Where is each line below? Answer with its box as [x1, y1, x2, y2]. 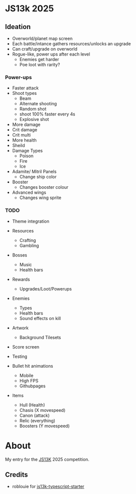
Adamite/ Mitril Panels [12, 169, 57, 174]
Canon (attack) [19, 412, 50, 418]
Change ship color [19, 174, 57, 180]
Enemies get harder [19, 57, 60, 62]
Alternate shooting [19, 101, 57, 107]
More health [12, 137, 37, 143]
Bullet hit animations [12, 363, 53, 369]
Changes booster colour [19, 184, 68, 190]
